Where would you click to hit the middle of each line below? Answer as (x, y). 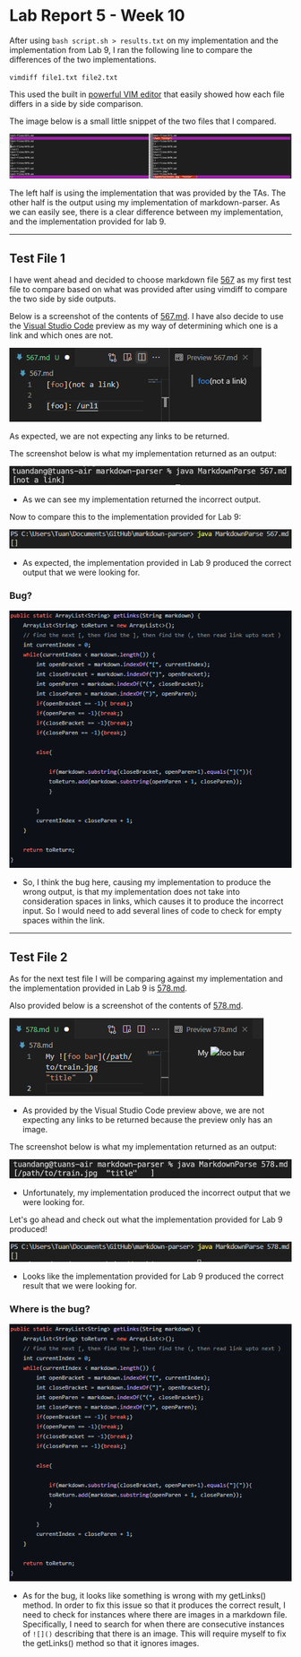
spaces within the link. (64, 921)
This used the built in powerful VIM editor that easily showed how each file (147, 94)
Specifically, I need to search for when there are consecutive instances (153, 1625)
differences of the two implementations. (83, 59)
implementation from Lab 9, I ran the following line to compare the (131, 49)
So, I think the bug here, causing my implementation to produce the (146, 882)
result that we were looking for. (79, 1286)
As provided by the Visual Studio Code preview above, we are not (143, 1110)
